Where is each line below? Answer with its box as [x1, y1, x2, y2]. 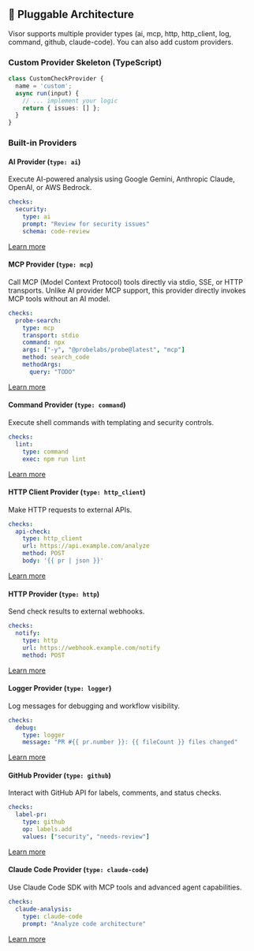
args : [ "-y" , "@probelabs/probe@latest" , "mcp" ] [22, 346, 185, 354]
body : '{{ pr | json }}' [22, 557, 104, 565]
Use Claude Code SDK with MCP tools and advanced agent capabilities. [8, 882, 242, 892]
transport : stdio [22, 331, 80, 339]
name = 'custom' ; [15, 82, 73, 90]
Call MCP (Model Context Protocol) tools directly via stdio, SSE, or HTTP [8, 277, 243, 286]
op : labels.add [22, 826, 73, 834]
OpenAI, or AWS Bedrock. [8, 183, 92, 192]
